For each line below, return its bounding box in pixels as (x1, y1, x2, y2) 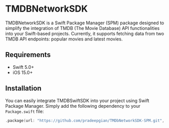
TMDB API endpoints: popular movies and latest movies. (5, 36, 123, 42)
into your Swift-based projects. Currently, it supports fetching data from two (5, 30, 164, 36)
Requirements (5, 51, 51, 59)
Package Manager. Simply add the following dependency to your (5, 103, 141, 109)
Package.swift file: (5, 108, 44, 114)
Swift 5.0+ (12, 64, 35, 70)
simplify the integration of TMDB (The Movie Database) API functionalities (5, 25, 160, 31)
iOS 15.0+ (12, 69, 33, 75)
